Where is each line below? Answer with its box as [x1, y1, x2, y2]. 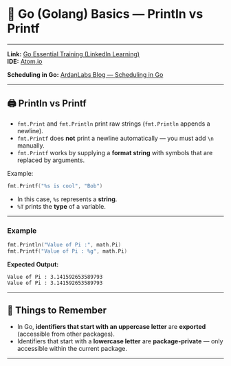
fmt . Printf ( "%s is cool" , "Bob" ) [7, 182, 103, 190]
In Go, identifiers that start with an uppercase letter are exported [16, 323, 206, 331]
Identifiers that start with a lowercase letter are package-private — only [16, 337, 223, 345]
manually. [16, 141, 45, 150]
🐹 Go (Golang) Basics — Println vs [7, 6, 203, 22]
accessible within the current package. [16, 345, 127, 353]
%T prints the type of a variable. [16, 202, 107, 210]
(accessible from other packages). [16, 330, 115, 339]
